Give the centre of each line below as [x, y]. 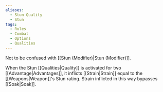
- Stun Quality [26, 15]
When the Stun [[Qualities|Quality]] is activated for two [64, 67]
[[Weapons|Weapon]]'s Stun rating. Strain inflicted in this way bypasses [81, 78]
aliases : [15, 10]
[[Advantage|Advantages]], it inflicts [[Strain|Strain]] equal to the [74, 73]
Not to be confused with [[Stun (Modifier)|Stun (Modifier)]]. [68, 58]
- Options [20, 39]
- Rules [18, 29]
